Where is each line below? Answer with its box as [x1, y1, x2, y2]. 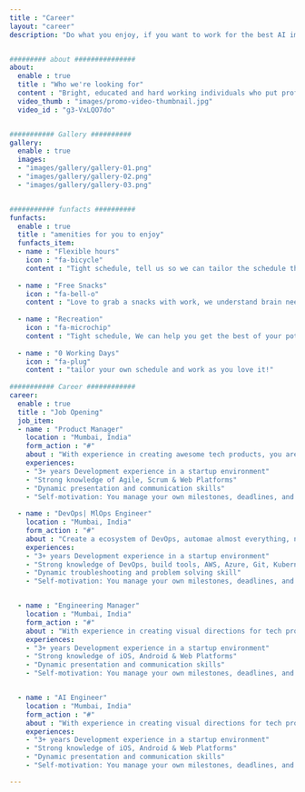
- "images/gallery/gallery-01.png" [17, 164, 152, 173]
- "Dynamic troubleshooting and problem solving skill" [25, 568, 242, 577]
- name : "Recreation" [17, 315, 103, 324]
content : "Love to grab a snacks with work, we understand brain [25, 297, 282, 307]
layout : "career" [9, 22, 75, 31]
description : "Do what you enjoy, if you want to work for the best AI [9, 30, 286, 39]
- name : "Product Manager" [17, 425, 124, 434]
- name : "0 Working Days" [17, 348, 120, 357]
